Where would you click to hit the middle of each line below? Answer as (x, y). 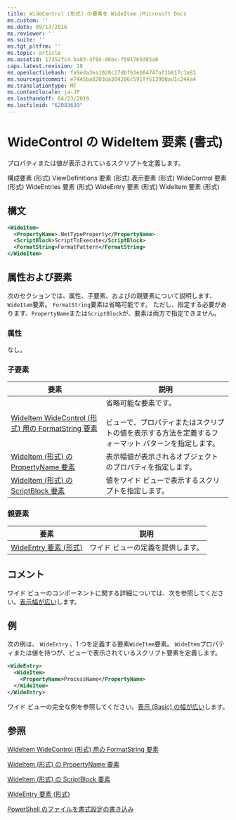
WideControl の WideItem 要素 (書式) (115, 142)
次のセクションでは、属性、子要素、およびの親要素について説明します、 (112, 295)
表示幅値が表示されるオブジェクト (162, 457)
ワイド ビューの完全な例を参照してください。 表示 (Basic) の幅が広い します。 (118, 706)
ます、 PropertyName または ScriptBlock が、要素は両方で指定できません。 (117, 313)
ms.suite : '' (26, 40)
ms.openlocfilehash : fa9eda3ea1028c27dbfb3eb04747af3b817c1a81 (102, 72)
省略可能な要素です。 (140, 403)
